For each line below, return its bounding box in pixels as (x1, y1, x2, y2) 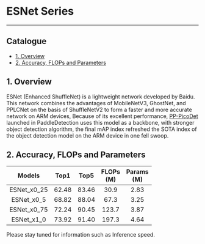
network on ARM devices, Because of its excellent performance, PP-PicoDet (6, 112, 198, 120)
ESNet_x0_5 (11, 196, 46, 204)
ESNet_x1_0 (11, 215, 46, 224)
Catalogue (6, 36, 47, 46)
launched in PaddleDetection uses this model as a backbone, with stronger (6, 119, 195, 126)
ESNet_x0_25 (9, 185, 48, 194)
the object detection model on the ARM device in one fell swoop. (6, 131, 169, 139)
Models (17, 171, 40, 180)
